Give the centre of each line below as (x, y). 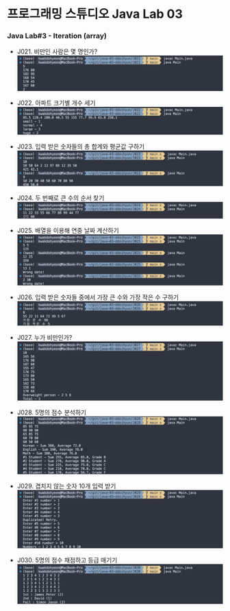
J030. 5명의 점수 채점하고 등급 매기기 (67, 560)
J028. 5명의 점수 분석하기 (52, 412)
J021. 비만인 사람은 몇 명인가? (57, 51)
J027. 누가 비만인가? (44, 337)
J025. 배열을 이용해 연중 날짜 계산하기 (68, 231)
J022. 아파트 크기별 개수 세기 (56, 103)
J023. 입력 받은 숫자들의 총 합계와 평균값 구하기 (81, 146)
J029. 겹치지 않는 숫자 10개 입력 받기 (66, 486)
